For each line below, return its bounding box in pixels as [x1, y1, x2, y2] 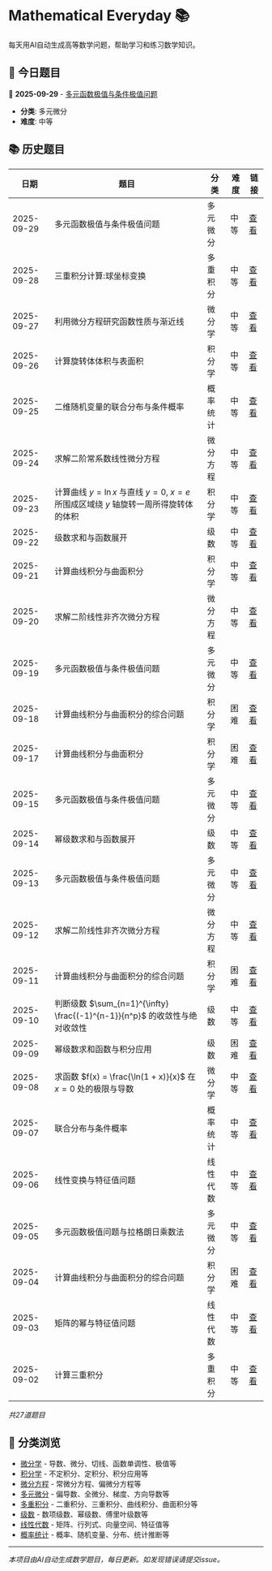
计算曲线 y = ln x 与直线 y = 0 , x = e [54, 486, 190, 498]
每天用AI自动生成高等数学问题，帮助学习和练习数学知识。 [8, 40, 200, 50]
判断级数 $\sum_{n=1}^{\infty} [54, 998, 169, 1009]
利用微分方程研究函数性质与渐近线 [54, 316, 185, 327]
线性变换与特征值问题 [54, 1174, 136, 1185]
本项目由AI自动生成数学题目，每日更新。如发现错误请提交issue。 [8, 1555, 224, 1565]
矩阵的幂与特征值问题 [54, 1317, 136, 1328]
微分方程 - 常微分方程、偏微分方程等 [19, 1479, 142, 1489]
